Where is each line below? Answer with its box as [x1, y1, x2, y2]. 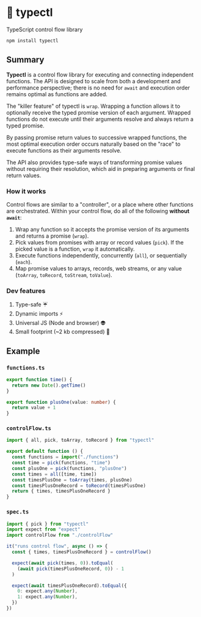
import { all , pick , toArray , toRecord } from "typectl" [6, 437, 155, 444]
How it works [6, 187, 46, 195]
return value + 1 [12, 404, 56, 411]
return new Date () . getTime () [12, 382, 86, 388]
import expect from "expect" [6, 526, 81, 532]
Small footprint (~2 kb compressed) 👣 [15, 328, 110, 336]
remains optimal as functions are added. [6, 90, 108, 97]
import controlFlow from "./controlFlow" [6, 532, 114, 539]
